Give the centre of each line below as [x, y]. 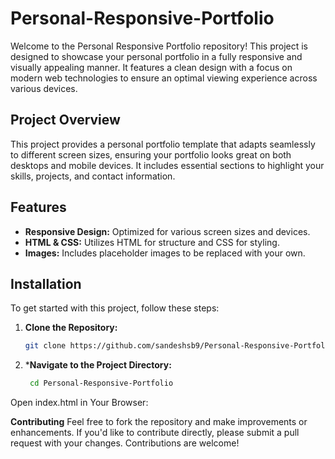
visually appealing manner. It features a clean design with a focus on [151, 67]
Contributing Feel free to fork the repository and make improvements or [159, 422]
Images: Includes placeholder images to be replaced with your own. [165, 253]
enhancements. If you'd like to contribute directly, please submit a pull [155, 433]
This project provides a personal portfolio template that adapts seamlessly [163, 144]
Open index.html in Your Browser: [79, 403]
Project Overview [65, 120]
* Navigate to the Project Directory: [98, 365]
